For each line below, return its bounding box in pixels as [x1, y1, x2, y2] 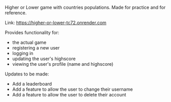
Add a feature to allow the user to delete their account [12, 92, 126, 97]
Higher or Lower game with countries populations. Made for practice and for [5, 5, 166, 10]
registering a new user [12, 45, 60, 50]
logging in [12, 50, 34, 56]
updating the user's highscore [12, 56, 76, 62]
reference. [5, 10, 27, 16]
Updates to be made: [5, 71, 49, 77]
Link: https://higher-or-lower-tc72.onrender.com [5, 20, 107, 25]
